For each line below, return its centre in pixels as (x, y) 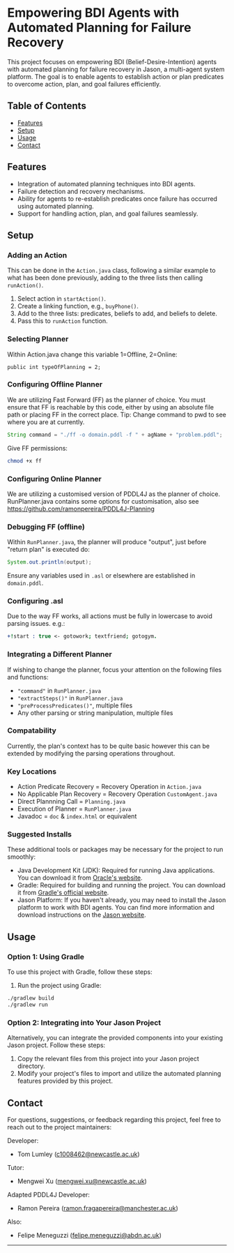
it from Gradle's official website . (63, 893)
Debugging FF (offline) (46, 527)
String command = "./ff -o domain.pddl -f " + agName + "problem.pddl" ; (115, 435)
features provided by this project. (65, 1081)
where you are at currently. (46, 422)
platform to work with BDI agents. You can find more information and (116, 908)
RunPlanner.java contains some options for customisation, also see (103, 501)
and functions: (28, 677)
